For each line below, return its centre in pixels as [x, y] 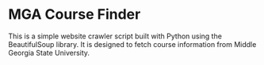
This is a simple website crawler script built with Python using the [115, 36]
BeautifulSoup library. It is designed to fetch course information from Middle [132, 44]
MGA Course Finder [75, 14]
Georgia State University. [49, 52]
